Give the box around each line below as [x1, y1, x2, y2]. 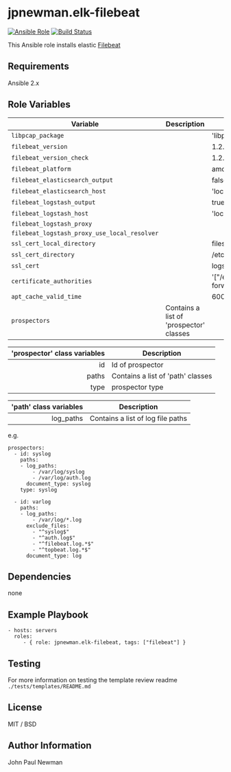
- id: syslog [14, 450, 51, 457]
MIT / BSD [8, 720, 37, 728]
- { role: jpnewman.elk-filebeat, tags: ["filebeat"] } [23, 639, 186, 646]
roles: [14, 633, 33, 640]
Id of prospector [111, 360, 164, 370]
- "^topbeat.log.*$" [32, 546, 91, 553]
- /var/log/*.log [32, 516, 82, 523]
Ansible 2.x [8, 79, 40, 87]
